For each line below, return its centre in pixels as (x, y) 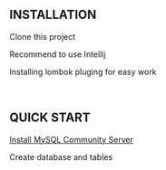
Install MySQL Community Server (72, 139)
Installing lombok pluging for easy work (83, 71)
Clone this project (43, 36)
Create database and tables (61, 156)
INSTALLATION (53, 15)
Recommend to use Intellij (58, 54)
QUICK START (50, 118)
